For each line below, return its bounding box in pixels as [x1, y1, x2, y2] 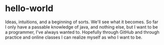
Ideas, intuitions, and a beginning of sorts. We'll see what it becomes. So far [5, 19, 159, 25]
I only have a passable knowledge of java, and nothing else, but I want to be [5, 24, 158, 30]
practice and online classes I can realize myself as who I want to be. [5, 34, 142, 40]
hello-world [5, 3, 54, 14]
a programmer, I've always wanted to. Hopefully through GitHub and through [5, 29, 160, 35]
